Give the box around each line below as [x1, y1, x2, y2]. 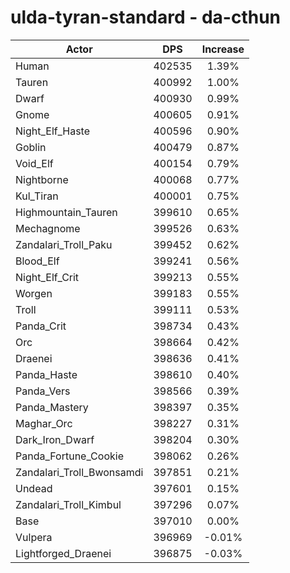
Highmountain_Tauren [15, 205, 118, 219]
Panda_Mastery [15, 400, 89, 414]
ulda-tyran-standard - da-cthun [10, 6, 282, 29]
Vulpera [15, 530, 53, 544]
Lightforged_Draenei [15, 546, 112, 560]
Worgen [15, 286, 53, 300]
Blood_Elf [15, 254, 60, 268]
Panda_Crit [15, 319, 67, 333]
